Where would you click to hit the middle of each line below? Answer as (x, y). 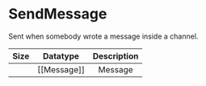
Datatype (61, 55)
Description (116, 55)
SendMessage (58, 14)
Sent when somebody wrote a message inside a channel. (103, 36)
